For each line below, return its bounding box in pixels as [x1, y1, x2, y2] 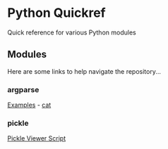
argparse [7, 84, 40, 94]
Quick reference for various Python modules [7, 28, 136, 37]
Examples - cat [7, 101, 52, 110]
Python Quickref [7, 5, 106, 21]
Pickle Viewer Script [7, 134, 66, 143]
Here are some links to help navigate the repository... [7, 67, 161, 75]
